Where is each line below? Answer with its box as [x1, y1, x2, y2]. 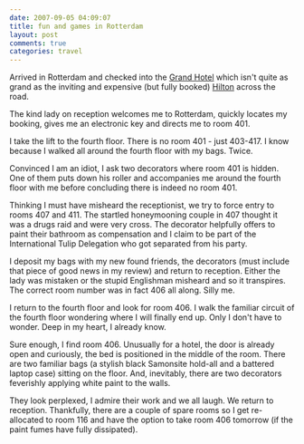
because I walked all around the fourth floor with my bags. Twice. [9, 146, 253, 157]
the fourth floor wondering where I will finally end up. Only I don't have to [9, 312, 282, 323]
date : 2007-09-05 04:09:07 [9, 13, 111, 23]
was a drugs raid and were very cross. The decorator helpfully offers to [9, 219, 276, 230]
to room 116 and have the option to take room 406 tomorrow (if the [45, 414, 294, 426]
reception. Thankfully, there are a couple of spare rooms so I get [9, 405, 250, 416]
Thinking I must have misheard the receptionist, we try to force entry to [9, 200, 274, 211]
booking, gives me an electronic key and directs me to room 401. [9, 119, 251, 130]
